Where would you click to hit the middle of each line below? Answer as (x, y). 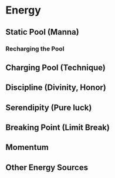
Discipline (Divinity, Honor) (56, 88)
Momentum (27, 147)
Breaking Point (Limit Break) (58, 128)
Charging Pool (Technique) (56, 67)
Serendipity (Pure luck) (49, 107)
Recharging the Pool (35, 49)
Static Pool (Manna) (43, 32)
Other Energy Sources (47, 167)
